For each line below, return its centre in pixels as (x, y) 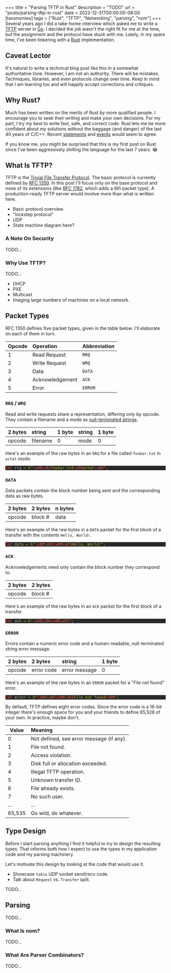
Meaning (42, 730)
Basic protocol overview (38, 209)
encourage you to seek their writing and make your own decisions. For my (83, 118)
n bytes (65, 508)
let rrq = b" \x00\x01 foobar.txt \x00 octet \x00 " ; (57, 468)
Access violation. (51, 755)
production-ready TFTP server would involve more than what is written (80, 194)
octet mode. (18, 459)
